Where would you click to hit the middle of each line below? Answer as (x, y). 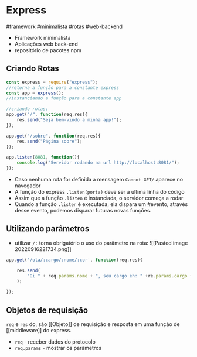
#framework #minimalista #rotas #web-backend (64, 26)
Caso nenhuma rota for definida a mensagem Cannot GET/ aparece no (99, 179)
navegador (28, 186)
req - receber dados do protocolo (55, 342)
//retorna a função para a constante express (62, 87)
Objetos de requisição (47, 310)
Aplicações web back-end (46, 44)
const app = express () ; (35, 93)
